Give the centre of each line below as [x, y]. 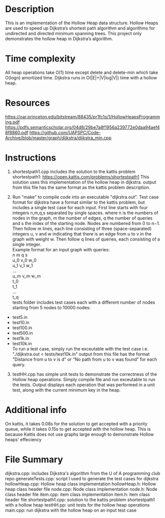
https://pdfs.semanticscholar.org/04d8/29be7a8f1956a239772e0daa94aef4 [82, 127]
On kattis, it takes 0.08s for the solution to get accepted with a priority [76, 424]
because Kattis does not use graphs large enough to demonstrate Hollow [80, 434]
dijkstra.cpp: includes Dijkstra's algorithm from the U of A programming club [83, 473]
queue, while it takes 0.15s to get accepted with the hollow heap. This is [78, 429]
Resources [28, 103]
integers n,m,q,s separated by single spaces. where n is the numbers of [85, 213]
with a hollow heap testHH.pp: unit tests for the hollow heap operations [77, 505]
